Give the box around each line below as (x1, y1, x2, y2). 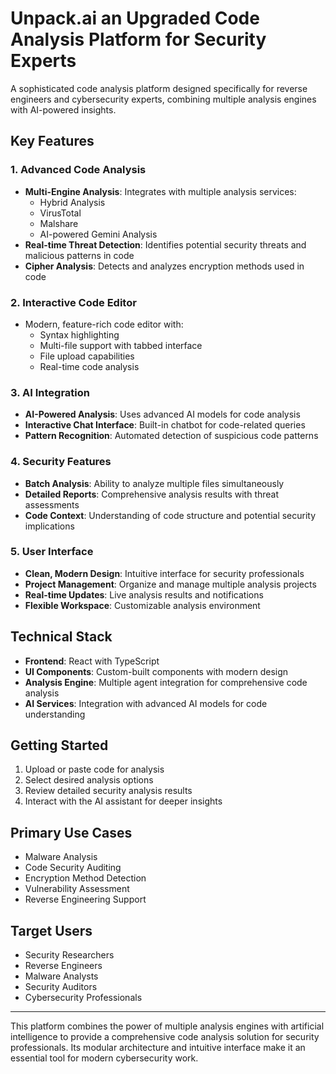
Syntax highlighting (39, 328, 120, 341)
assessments (24, 498, 80, 511)
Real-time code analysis (39, 360, 140, 372)
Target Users (10, 922, 93, 939)
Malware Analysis (24, 851, 98, 863)
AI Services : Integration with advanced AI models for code (24, 697, 268, 709)
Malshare (39, 217, 79, 229)
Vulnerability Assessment (24, 883, 130, 895)
